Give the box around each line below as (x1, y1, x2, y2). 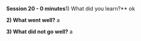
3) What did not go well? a (6, 28, 73, 35)
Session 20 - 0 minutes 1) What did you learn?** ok (6, 5, 136, 12)
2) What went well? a (6, 17, 60, 23)
